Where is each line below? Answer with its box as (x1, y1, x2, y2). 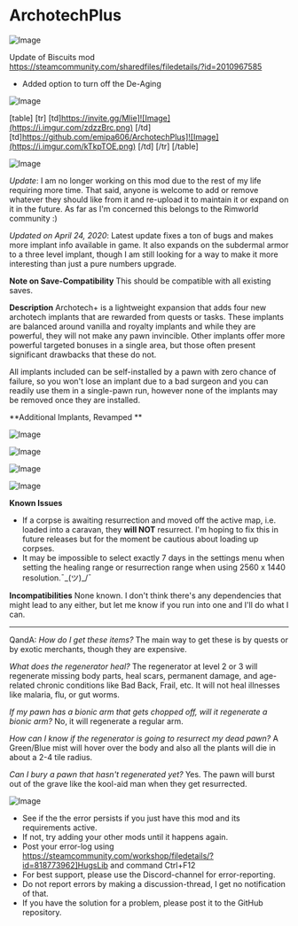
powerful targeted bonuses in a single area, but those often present (9, 339, 255, 350)
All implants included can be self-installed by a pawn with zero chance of (9, 366, 277, 377)
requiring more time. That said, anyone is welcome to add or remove (9, 184, 259, 195)
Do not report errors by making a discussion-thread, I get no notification (21, 878, 286, 889)
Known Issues (9, 497, 63, 508)
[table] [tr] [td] (9, 113, 62, 123)
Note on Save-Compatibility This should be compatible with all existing (9, 276, 271, 286)
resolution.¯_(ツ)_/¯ (21, 572, 92, 583)
